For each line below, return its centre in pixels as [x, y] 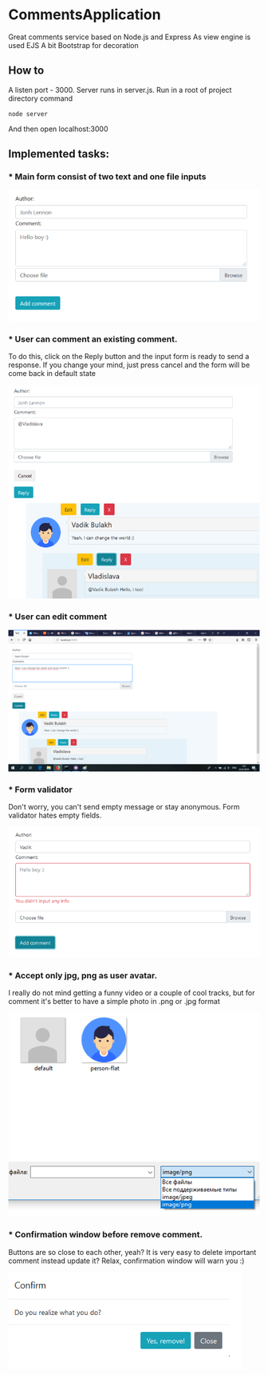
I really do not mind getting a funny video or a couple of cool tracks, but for [132, 993]
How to [26, 71]
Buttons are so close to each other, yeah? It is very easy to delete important [132, 1252]
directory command [41, 98]
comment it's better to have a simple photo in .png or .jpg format [114, 1001]
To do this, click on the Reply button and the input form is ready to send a [129, 357]
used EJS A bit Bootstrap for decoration [74, 45]
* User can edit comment [58, 617]
